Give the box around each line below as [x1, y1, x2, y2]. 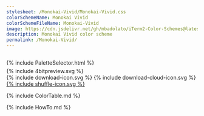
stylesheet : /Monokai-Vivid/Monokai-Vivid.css [6, 8, 126, 15]
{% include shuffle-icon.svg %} [6, 80, 85, 88]
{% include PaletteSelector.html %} [6, 59, 95, 66]
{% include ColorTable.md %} [6, 92, 81, 100]
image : [6, 25, 23, 32]
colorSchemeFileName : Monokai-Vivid [6, 20, 99, 26]
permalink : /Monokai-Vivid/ [6, 37, 78, 43]
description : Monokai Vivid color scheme [6, 31, 113, 37]
